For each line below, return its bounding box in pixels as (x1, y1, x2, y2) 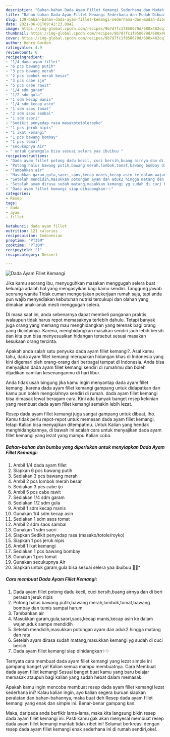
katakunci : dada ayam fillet (6, 224, 67, 229)
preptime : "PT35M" (6, 238, 44, 243)
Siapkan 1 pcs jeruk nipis (13, 537, 65, 544)
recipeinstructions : (6, 153, 49, 159)
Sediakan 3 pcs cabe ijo (13, 484, 63, 490)
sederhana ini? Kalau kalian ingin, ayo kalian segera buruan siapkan (6, 689, 146, 695)
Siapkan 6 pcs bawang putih (13, 468, 73, 474)
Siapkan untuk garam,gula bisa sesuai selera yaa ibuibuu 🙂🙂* (13, 564, 141, 570)
